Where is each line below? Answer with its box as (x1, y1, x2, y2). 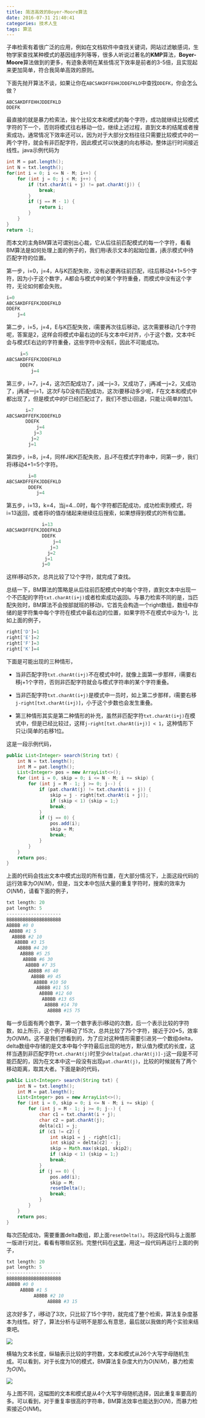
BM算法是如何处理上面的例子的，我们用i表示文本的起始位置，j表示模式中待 (6, 246, 194, 254)
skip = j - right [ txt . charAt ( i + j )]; (49, 792, 149, 798)
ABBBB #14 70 (45, 1002, 78, 1008)
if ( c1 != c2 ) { (38, 1128, 81, 1135)
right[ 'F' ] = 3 (6, 640, 40, 646)
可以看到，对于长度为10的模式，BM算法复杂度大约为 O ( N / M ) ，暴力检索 (16, 1358, 194, 1365)
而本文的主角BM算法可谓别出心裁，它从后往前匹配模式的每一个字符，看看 (6, 239, 191, 246)
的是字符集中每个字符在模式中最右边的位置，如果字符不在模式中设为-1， (11, 609, 193, 616)
